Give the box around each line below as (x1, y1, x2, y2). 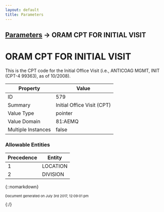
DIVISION (42, 171, 64, 178)
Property (18, 85, 40, 92)
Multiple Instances (8, 126, 51, 133)
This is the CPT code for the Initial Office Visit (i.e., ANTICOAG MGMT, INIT (5, 67, 160, 74)
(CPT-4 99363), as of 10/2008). (5, 73, 71, 79)
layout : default (5, 7, 39, 13)
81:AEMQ (56, 118, 79, 125)
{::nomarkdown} (5, 184, 39, 190)
